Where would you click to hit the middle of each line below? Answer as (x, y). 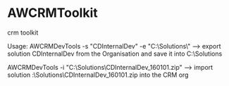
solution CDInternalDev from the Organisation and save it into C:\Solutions (115, 54)
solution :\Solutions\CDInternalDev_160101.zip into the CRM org (98, 75)
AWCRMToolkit (52, 13)
